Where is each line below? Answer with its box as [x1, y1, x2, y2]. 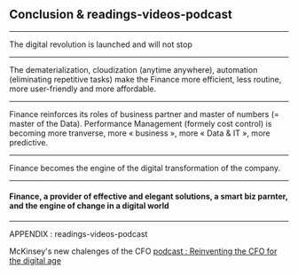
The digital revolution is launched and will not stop [9, 39, 193, 50]
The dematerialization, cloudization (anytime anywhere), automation [9, 64, 258, 75]
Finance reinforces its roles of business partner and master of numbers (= [9, 108, 279, 119]
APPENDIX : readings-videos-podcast [9, 229, 148, 240]
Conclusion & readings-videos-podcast [9, 7, 232, 22]
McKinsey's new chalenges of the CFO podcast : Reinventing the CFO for [9, 246, 278, 256]
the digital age [9, 255, 62, 266]
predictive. [9, 137, 49, 147]
